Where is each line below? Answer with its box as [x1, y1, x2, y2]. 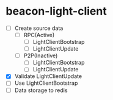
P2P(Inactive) [23, 52, 58, 59]
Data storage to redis [14, 87, 68, 94]
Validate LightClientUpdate [14, 73, 82, 80]
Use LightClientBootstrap [14, 79, 78, 87]
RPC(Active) [23, 32, 55, 38]
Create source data [14, 24, 64, 32]
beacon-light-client [5, 4, 108, 18]
